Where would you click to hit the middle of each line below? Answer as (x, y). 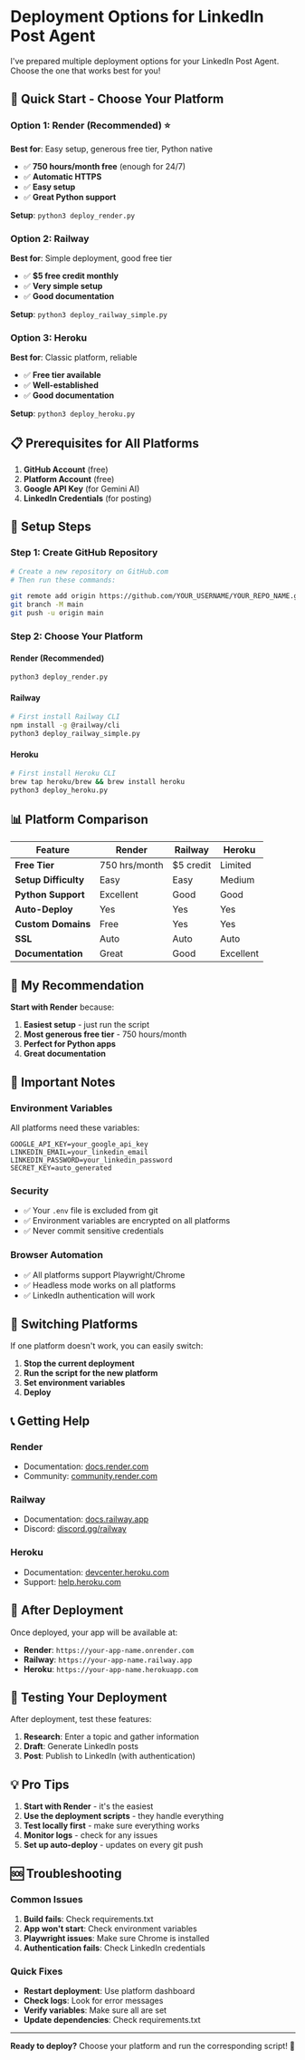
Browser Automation (57, 1255)
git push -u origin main (57, 614)
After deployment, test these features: (81, 1719)
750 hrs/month (131, 865)
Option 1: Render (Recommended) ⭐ (91, 126)
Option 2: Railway (50, 238)
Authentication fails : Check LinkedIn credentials (114, 1948)
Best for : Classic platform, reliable (74, 358)
